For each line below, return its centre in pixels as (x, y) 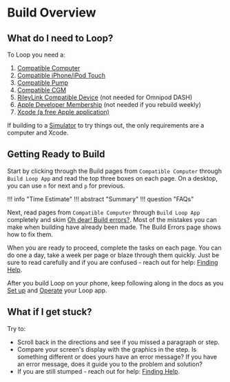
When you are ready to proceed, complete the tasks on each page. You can (114, 248)
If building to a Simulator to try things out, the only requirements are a (106, 125)
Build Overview (52, 13)
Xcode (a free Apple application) (63, 112)
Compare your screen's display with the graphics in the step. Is (107, 349)
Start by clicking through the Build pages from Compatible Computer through (115, 171)
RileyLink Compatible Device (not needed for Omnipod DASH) (105, 97)
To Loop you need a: (36, 54)
